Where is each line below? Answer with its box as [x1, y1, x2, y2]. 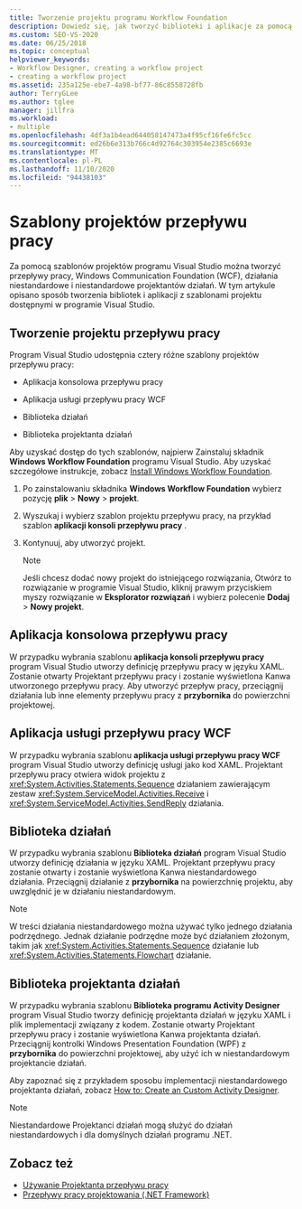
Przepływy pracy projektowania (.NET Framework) [22, 1189, 210, 1200]
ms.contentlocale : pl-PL [9, 155, 103, 165]
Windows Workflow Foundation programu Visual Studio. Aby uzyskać [9, 456, 272, 466]
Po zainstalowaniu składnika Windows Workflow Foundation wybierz [22, 483, 282, 493]
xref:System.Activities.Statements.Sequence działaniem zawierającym [9, 778, 270, 789]
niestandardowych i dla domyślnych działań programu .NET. [9, 1129, 233, 1140]
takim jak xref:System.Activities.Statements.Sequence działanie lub [9, 941, 260, 951]
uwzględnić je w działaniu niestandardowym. [9, 886, 176, 897]
